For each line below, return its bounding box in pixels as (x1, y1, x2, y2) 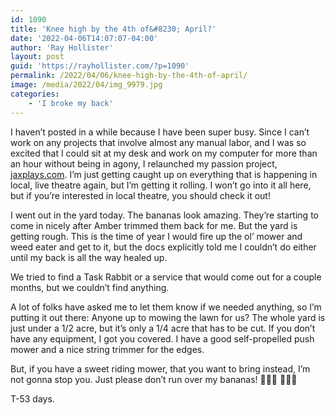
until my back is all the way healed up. (10, 251, 168, 263)
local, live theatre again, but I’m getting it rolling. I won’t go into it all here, (10, 179, 312, 191)
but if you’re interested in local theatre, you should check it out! (10, 189, 271, 201)
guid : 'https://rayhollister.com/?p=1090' (10, 61, 190, 71)
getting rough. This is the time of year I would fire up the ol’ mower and (10, 230, 303, 242)
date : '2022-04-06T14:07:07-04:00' (10, 33, 159, 43)
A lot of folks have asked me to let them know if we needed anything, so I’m (10, 301, 322, 313)
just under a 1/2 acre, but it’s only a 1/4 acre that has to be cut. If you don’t (10, 322, 316, 334)
